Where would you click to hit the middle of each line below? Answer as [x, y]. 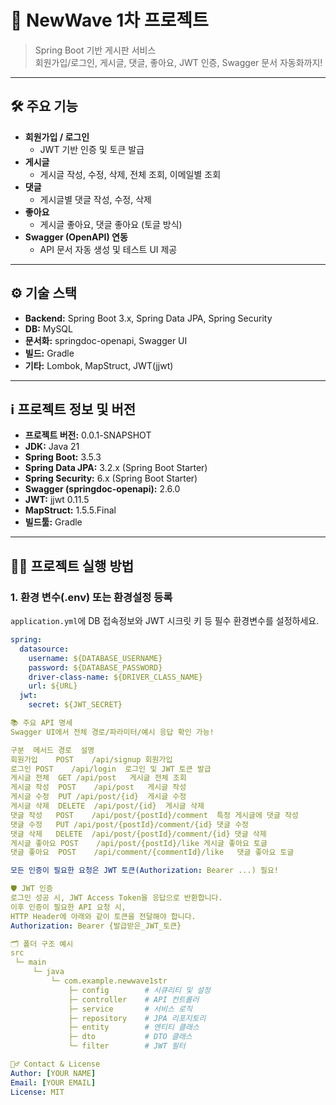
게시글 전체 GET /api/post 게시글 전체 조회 [98, 778]
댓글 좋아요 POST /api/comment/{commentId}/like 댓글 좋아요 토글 [152, 852]
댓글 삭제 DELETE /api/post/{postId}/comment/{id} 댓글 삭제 [138, 834]
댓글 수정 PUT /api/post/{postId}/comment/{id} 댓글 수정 [130, 824]
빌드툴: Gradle [53, 522]
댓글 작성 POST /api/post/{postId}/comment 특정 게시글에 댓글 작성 [154, 815]
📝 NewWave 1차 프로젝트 [109, 20]
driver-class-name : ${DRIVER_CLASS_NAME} [115, 677]
